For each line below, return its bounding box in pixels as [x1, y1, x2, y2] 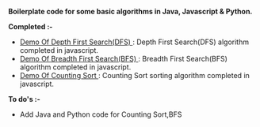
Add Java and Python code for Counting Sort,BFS [19, 110, 182, 119]
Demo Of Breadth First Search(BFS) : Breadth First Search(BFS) [19, 54, 228, 63]
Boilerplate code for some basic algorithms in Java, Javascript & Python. [8, 7, 253, 16]
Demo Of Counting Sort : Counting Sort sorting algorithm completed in [19, 71, 250, 80]
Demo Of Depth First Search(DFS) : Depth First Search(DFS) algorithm [19, 37, 250, 47]
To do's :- [8, 95, 41, 103]
